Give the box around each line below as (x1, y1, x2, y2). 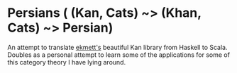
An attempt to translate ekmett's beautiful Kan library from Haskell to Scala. (7, 43, 228, 51)
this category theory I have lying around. (7, 58, 126, 66)
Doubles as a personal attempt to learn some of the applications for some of (7, 51, 231, 59)
